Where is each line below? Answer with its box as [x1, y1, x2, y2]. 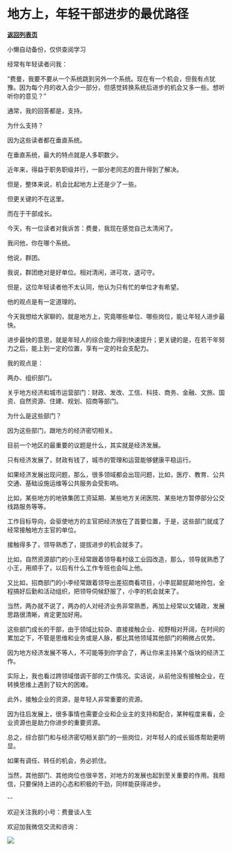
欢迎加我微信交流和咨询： [7, 822, 80, 830]
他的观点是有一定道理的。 [7, 297, 80, 306]
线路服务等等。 [7, 502, 50, 510]
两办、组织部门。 [7, 373, 56, 382]
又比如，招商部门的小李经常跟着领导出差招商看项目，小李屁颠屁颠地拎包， [7, 578, 219, 586]
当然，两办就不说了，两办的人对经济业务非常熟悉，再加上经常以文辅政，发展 [7, 601, 225, 610]
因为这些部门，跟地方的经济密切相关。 [7, 426, 116, 434]
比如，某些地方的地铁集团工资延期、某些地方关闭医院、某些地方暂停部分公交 [7, 494, 225, 502]
